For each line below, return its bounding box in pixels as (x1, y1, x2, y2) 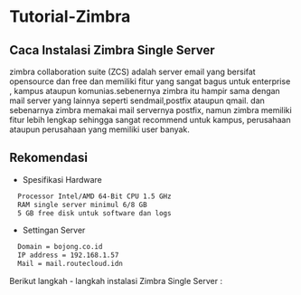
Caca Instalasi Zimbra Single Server (9, 43, 215, 58)
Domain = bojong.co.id (17, 243, 103, 252)
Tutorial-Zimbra (9, 6, 131, 27)
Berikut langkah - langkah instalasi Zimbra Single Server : (9, 276, 223, 287)
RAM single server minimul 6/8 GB (17, 200, 147, 209)
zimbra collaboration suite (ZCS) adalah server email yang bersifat (9, 66, 256, 77)
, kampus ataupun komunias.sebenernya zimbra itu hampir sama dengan (9, 86, 280, 96)
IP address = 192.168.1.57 (17, 251, 119, 260)
